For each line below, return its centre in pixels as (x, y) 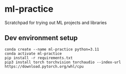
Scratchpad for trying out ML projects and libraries (56, 23)
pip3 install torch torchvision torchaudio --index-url (63, 62)
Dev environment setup (41, 38)
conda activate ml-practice (33, 53)
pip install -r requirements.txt (39, 58)
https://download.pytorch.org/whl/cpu (44, 66)
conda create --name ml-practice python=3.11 (52, 49)
